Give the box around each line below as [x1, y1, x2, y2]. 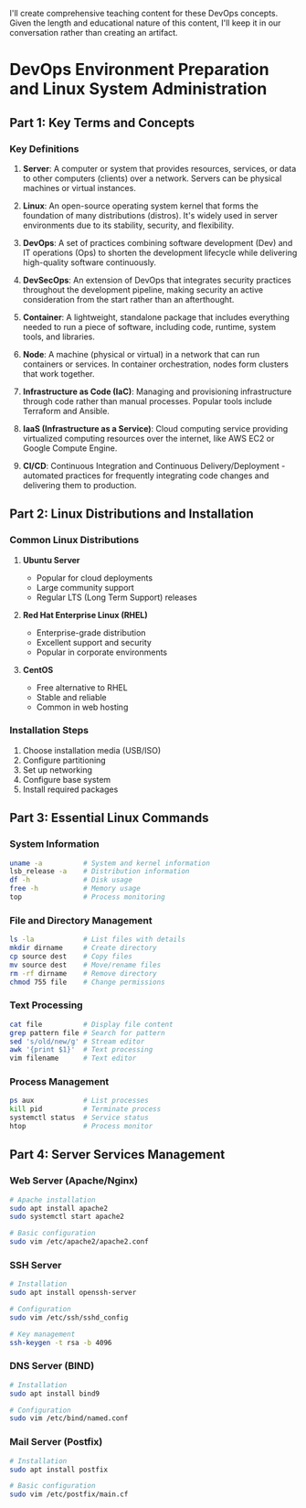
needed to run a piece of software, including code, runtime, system [22, 321, 277, 332]
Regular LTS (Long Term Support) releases [36, 592, 198, 603]
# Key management [9, 1330, 76, 1339]
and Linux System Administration [9, 79, 268, 100]
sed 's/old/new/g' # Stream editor [9, 1037, 145, 1046]
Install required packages [22, 784, 119, 795]
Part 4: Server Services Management [9, 1147, 226, 1162]
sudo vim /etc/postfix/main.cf [9, 1490, 129, 1499]
